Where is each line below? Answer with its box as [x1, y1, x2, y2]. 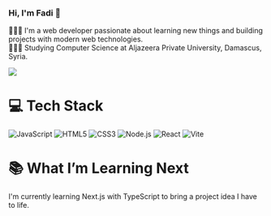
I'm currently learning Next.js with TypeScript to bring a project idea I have [8, 192, 257, 201]
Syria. [8, 52, 28, 62]
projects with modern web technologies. [8, 34, 144, 44]
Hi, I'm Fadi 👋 [8, 7, 61, 19]
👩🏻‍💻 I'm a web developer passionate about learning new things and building [8, 26, 264, 36]
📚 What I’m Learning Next [8, 159, 189, 178]
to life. [8, 201, 30, 210]
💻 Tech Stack [8, 97, 104, 115]
